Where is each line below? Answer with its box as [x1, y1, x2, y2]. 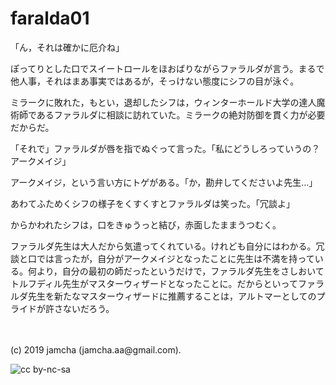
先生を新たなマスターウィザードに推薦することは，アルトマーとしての [27, 290, 317, 302]
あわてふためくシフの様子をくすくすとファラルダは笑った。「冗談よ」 [10, 197, 295, 209]
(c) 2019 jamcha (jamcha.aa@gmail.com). [10, 343, 182, 356]
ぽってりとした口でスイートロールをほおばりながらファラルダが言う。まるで [10, 62, 325, 74]
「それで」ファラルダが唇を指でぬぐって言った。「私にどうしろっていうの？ [10, 142, 321, 154]
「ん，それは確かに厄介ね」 [10, 41, 125, 53]
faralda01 [10, 7, 90, 30]
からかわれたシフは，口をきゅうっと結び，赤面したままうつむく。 [10, 218, 282, 231]
